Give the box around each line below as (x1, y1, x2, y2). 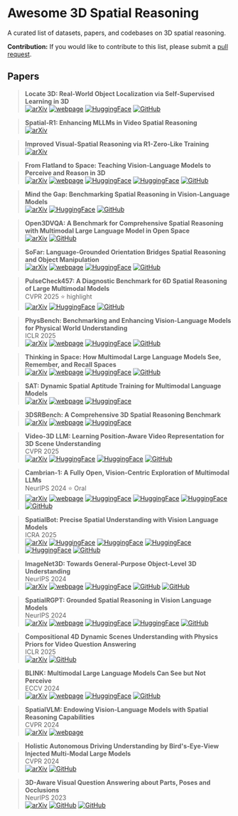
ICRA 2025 (24, 530, 57, 539)
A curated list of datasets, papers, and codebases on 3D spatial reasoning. (7, 28, 226, 37)
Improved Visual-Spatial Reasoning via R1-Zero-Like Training (24, 139, 210, 148)
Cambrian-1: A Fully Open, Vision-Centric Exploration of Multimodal (24, 468, 229, 477)
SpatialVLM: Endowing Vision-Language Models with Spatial (24, 705, 208, 714)
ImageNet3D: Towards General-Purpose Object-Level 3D (24, 559, 197, 568)
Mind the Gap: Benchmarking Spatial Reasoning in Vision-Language (24, 190, 230, 198)
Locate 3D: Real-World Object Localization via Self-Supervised (24, 89, 215, 97)
